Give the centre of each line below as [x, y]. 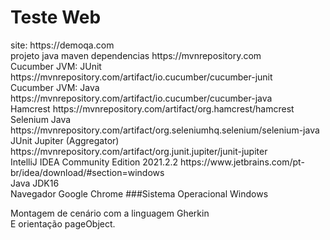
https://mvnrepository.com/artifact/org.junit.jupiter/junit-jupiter [139, 151]
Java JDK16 [35, 183]
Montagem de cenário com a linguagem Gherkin [110, 213]
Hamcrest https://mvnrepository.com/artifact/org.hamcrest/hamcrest [152, 108]
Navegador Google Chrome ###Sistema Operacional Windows [139, 193]
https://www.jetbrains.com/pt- [242, 162]
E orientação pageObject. [63, 223]
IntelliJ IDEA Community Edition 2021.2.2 [94, 162]
